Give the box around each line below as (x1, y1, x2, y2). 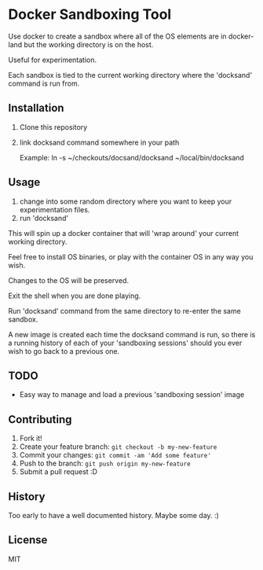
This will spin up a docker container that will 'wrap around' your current (8, 228, 239, 237)
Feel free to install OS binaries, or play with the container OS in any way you (8, 252, 254, 261)
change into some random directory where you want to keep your (19, 197, 232, 206)
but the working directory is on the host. (24, 39, 154, 49)
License (8, 533, 48, 547)
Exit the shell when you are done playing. (8, 291, 141, 300)
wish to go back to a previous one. (8, 346, 120, 355)
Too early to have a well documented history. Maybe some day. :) (8, 511, 220, 520)
